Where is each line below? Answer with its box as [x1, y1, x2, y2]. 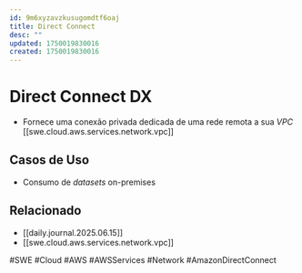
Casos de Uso [9, 152, 89, 168]
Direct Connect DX [9, 86, 153, 107]
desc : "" [9, 30, 43, 39]
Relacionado [9, 203, 82, 218]
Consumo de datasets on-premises [22, 177, 156, 187]
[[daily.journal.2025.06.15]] [22, 227, 124, 238]
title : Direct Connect [9, 22, 96, 31]
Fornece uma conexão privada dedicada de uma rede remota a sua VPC [22, 116, 294, 127]
